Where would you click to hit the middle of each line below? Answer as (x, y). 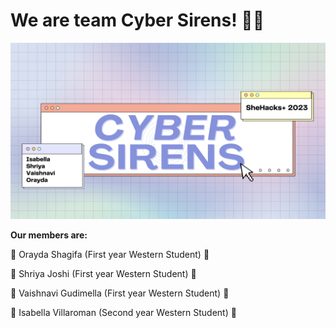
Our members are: (49, 235)
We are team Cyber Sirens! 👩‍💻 (137, 20)
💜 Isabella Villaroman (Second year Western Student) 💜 (123, 313)
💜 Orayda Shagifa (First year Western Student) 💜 (110, 255)
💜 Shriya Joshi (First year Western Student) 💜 (103, 274)
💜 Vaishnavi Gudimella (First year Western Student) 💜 (120, 293)
